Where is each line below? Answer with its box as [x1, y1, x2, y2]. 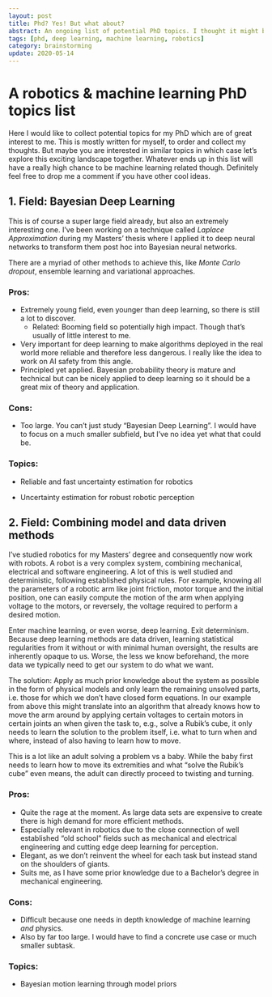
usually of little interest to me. [32, 331, 131, 341]
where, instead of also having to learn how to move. [8, 736, 181, 745]
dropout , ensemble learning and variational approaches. [8, 266, 196, 276]
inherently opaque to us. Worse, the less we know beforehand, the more [8, 651, 249, 661]
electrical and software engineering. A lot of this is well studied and [8, 567, 233, 577]
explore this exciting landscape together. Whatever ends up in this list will [8, 154, 253, 163]
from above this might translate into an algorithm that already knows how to [8, 702, 261, 711]
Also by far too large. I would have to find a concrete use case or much [19, 932, 257, 942]
